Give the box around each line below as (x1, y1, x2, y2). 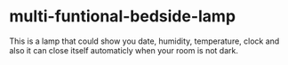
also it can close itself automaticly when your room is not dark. (9, 45, 238, 55)
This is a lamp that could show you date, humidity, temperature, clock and (9, 36, 280, 46)
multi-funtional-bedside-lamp (9, 6, 236, 27)
